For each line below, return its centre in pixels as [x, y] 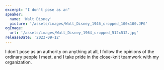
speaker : [14, 14]
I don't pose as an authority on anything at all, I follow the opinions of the [80, 51]
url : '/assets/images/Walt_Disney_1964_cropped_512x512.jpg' [74, 33]
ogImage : [14, 28]
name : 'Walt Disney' [31, 19]
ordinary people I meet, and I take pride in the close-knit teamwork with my [82, 57]
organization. [19, 62]
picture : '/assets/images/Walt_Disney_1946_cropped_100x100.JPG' [79, 24]
